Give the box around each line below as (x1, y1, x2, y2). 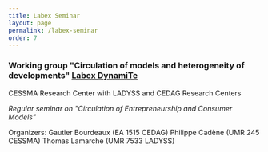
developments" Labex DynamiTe (8, 70, 138, 81)
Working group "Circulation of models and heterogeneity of (8, 60, 246, 72)
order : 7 (8, 33, 38, 42)
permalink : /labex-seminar (8, 26, 98, 34)
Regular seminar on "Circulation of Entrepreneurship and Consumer (8, 103, 233, 113)
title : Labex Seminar (8, 11, 81, 20)
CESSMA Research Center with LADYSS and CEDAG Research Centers (8, 88, 242, 98)
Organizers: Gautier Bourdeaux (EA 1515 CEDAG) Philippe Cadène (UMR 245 (8, 127, 260, 137)
